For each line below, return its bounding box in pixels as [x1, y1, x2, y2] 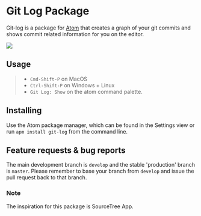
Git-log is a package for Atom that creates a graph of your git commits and [6, 24, 191, 31]
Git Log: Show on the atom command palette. [29, 88, 143, 95]
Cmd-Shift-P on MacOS [29, 75, 88, 82]
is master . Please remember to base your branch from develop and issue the [6, 167, 194, 175]
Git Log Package [6, 4, 90, 18]
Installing [6, 105, 42, 116]
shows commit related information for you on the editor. [6, 30, 144, 37]
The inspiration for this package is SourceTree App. [6, 203, 134, 210]
